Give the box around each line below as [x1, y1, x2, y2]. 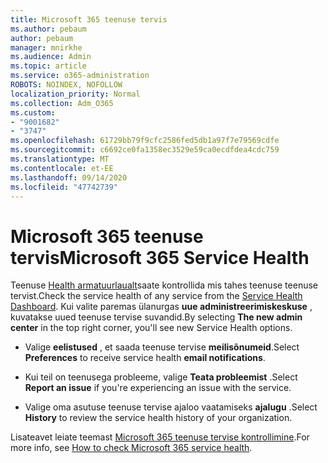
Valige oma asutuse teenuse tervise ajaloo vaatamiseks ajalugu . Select [24, 401, 318, 413]
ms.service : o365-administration [10, 71, 150, 81]
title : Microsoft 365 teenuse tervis [10, 14, 168, 25]
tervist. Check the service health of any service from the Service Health [10, 290, 303, 302]
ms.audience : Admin [10, 52, 92, 62]
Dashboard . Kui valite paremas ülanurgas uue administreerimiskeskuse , [10, 301, 313, 313]
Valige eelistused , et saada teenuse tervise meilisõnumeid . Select [24, 341, 300, 353]
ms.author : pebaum [10, 24, 87, 34]
